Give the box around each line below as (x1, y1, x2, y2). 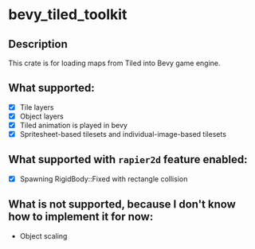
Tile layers (19, 102, 54, 112)
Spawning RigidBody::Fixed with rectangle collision (19, 173, 188, 184)
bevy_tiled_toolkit (8, 6, 127, 24)
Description (8, 37, 68, 51)
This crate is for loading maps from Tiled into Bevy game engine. (8, 58, 221, 68)
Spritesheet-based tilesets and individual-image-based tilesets (19, 130, 227, 138)
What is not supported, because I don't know (8, 197, 237, 212)
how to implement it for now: (8, 210, 154, 224)
